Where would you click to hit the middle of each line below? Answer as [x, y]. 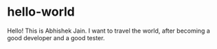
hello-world [41, 12]
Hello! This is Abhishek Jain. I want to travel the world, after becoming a [109, 31]
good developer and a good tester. [56, 37]
